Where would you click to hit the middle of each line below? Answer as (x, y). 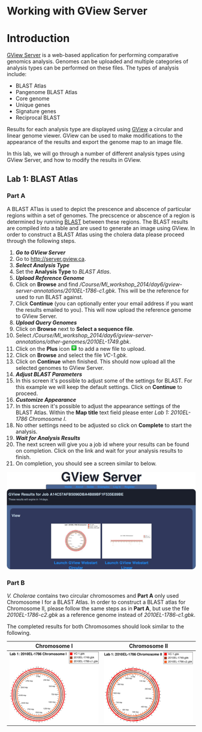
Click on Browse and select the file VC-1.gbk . (71, 355)
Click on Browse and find (47, 284)
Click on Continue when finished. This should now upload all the (95, 362)
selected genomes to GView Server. (60, 367)
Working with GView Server (77, 11)
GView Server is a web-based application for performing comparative (93, 55)
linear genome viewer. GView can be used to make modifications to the (95, 135)
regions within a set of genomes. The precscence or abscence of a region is (101, 215)
